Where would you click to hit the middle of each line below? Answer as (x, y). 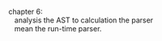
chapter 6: (26, 12)
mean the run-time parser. (58, 29)
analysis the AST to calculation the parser (84, 20)
